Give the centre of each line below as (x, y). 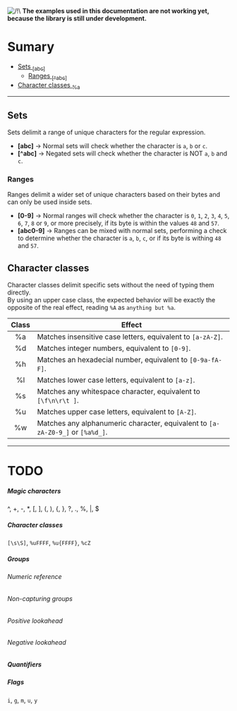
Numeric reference (35, 577)
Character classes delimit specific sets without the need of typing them (111, 285)
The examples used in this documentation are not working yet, (116, 11)
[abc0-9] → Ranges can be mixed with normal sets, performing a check (122, 231)
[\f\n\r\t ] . (58, 400)
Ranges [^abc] (47, 76)
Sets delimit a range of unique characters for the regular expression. (107, 132)
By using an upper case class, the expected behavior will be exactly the (111, 300)
